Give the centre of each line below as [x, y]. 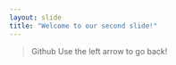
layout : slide [36, 17]
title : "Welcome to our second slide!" [84, 26]
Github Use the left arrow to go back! [99, 51]
